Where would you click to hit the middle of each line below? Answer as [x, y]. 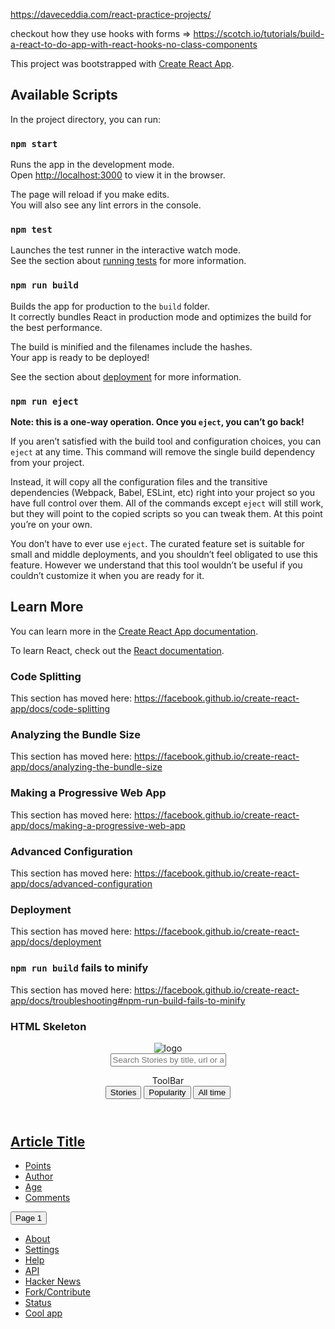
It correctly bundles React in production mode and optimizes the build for [161, 316]
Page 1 [29, 1218]
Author [39, 1176]
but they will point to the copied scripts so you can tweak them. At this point [166, 513]
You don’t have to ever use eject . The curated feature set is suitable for [157, 543]
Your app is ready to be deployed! [80, 357]
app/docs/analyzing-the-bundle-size [86, 767]
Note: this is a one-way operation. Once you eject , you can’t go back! [157, 422]
